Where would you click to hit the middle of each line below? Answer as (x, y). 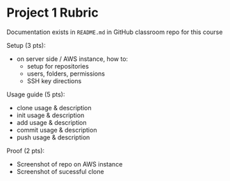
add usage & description (52, 122)
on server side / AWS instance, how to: (72, 59)
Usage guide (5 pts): (36, 94)
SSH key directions (54, 80)
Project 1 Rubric (52, 13)
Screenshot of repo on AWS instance (69, 164)
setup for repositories (58, 66)
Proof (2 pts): (26, 150)
